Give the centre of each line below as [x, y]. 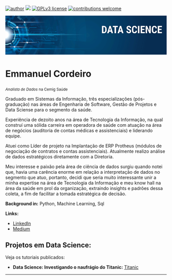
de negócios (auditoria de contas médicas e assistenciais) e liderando [79, 131]
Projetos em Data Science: [48, 245]
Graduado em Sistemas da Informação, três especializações [69, 99]
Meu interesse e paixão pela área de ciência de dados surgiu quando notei [84, 167]
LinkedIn [22, 224]
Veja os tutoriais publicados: [35, 258]
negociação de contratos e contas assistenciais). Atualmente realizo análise [85, 151]
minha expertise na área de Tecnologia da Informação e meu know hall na [83, 183]
